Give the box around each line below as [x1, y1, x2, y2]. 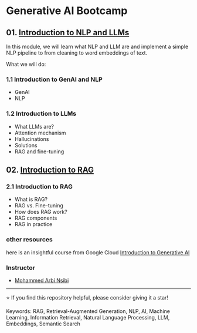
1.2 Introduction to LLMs [6, 110, 77, 118]
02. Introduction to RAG [6, 164, 94, 174]
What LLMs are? [14, 123, 55, 130]
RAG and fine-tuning [14, 148, 64, 155]
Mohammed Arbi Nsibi [14, 277, 69, 284]
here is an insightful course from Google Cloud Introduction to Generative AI [6, 248, 190, 256]
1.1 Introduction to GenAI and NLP [6, 75, 103, 83]
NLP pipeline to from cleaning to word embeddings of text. [6, 49, 148, 56]
